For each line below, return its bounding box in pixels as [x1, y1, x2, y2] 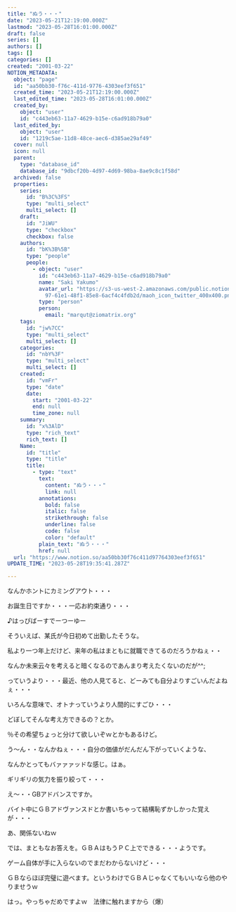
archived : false [13, 174, 61, 181]
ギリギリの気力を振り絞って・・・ [7, 775, 106, 784]
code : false [44, 527, 80, 535]
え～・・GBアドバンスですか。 [7, 790, 96, 799]
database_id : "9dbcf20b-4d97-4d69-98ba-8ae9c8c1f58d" [20, 167, 181, 175]
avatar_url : [38, 285, 74, 292]
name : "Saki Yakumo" [38, 279, 99, 286]
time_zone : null [32, 410, 80, 417]
